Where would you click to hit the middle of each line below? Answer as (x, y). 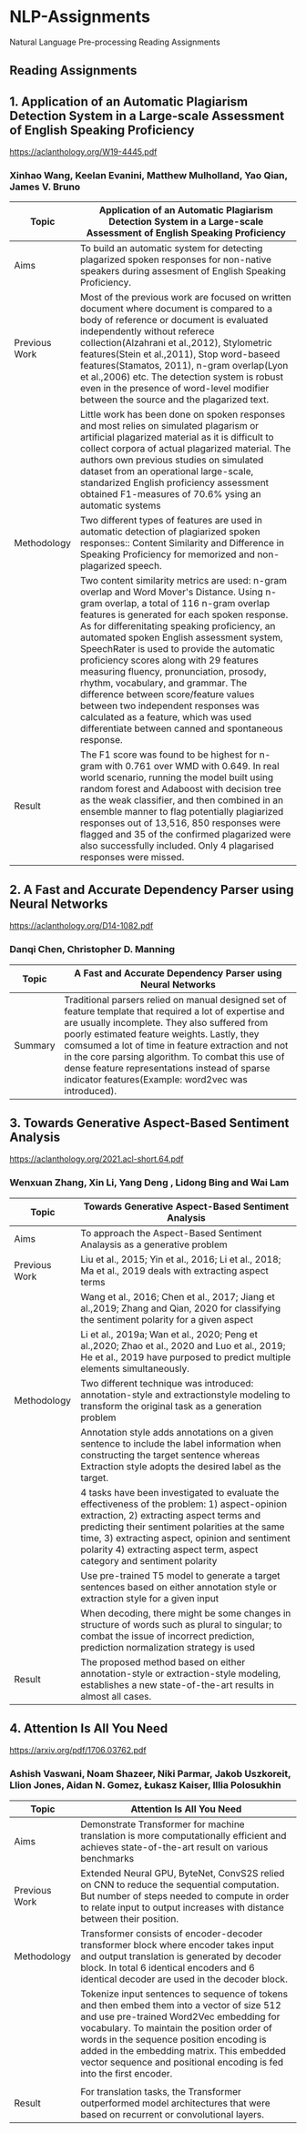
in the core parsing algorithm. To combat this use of (174, 1056)
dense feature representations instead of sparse (167, 1068)
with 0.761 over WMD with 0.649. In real (192, 767)
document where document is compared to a (177, 309)
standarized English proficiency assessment (175, 482)
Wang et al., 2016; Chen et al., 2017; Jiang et (178, 1296)
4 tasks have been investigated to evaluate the (180, 1492)
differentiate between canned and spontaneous (182, 728)
